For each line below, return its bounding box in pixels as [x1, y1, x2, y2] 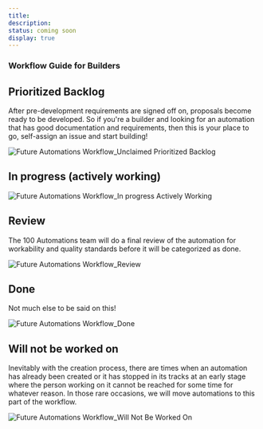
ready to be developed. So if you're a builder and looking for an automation [8, 114, 255, 124]
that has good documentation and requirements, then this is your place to [8, 123, 249, 132]
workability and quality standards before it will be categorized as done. [8, 244, 241, 254]
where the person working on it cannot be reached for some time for [8, 380, 234, 390]
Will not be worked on [8, 342, 119, 356]
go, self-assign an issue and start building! [8, 131, 148, 140]
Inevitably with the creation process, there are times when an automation [8, 364, 248, 373]
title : [8, 11, 30, 20]
